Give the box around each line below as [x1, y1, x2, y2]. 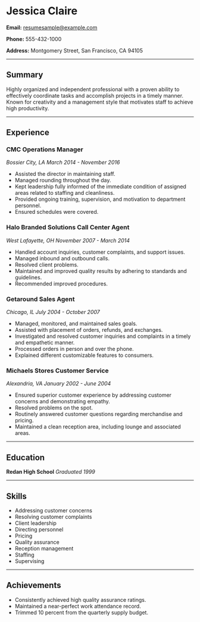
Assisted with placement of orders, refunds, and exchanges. [14, 326, 163, 334]
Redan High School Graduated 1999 [6, 468, 95, 475]
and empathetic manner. [14, 339, 75, 346]
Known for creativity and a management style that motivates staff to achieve [6, 98, 193, 105]
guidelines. [14, 273, 42, 281]
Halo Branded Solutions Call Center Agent [6, 223, 130, 232]
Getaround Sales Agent [6, 295, 75, 303]
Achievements [6, 580, 61, 590]
